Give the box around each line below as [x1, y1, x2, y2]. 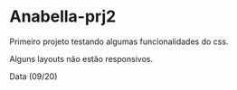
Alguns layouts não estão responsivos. [9, 53, 154, 64]
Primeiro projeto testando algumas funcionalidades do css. [9, 36, 229, 47]
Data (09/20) [9, 70, 58, 82]
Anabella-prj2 [9, 6, 117, 27]
